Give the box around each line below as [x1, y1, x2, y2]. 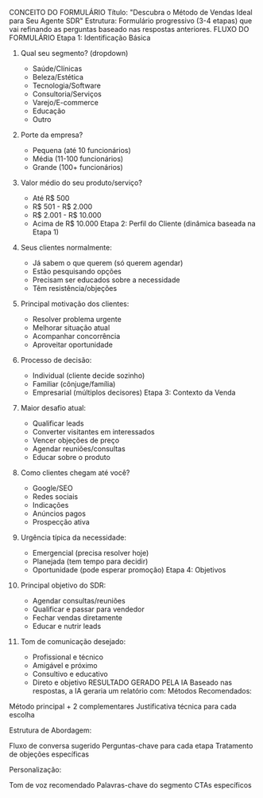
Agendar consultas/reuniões [32, 596, 126, 605]
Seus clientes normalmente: [20, 243, 112, 252]
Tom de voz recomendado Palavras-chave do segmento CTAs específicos [9, 780, 253, 789]
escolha [9, 710, 35, 719]
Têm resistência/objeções [32, 284, 118, 293]
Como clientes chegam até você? [20, 468, 130, 478]
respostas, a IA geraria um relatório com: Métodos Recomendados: [32, 686, 253, 695]
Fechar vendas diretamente [32, 613, 122, 622]
